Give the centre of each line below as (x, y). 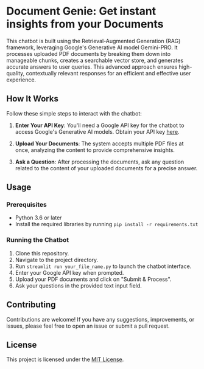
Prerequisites (26, 205)
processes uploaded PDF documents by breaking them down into (89, 53)
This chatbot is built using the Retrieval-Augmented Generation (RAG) (93, 41)
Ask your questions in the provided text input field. (78, 285)
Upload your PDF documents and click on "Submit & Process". (93, 279)
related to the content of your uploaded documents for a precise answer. (106, 168)
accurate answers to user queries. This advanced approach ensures (92, 67)
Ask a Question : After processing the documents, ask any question (100, 162)
